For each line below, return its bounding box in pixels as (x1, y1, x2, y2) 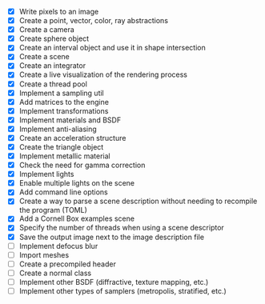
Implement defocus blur (18, 241, 98, 250)
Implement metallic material (18, 151, 110, 161)
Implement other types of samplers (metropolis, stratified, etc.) (18, 286, 227, 295)
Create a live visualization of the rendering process (18, 70, 187, 79)
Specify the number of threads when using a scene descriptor (18, 223, 225, 233)
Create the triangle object (18, 142, 104, 151)
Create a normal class (18, 268, 92, 278)
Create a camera (18, 25, 75, 34)
